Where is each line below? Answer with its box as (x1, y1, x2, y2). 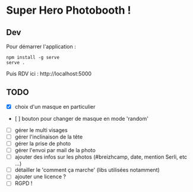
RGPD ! (14, 180, 33, 187)
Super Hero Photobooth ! (6, 4, 131, 17)
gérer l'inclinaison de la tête (14, 133, 83, 140)
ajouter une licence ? (14, 173, 67, 180)
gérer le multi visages (14, 126, 68, 134)
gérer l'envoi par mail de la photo (14, 147, 96, 154)
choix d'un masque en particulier (14, 103, 96, 110)
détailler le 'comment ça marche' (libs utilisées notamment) (14, 166, 160, 174)
